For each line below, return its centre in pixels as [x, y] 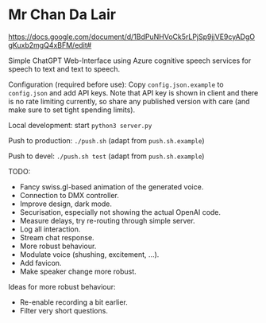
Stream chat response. [57, 237]
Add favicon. [40, 263]
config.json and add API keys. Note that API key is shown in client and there [133, 92]
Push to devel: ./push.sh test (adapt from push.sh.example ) [106, 156]
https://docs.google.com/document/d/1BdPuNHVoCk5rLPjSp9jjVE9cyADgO [132, 37]
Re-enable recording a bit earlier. [74, 302]
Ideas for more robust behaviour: [62, 286]
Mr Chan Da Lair [62, 15]
